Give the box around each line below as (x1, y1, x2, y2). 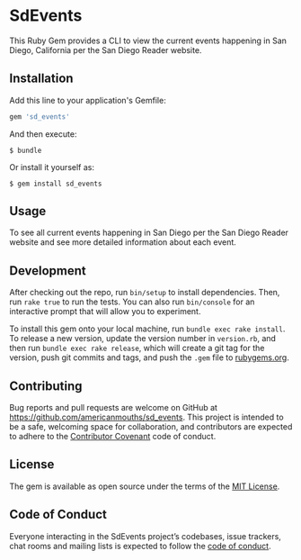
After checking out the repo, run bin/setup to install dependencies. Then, (9, 287, 280, 298)
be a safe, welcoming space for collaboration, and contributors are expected (9, 421, 293, 432)
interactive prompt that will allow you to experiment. (9, 306, 201, 317)
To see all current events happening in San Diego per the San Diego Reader (9, 227, 289, 239)
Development (9, 263, 87, 278)
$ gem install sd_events (9, 179, 102, 188)
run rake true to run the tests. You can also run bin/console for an (9, 296, 255, 307)
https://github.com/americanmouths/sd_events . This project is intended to (9, 411, 285, 423)
